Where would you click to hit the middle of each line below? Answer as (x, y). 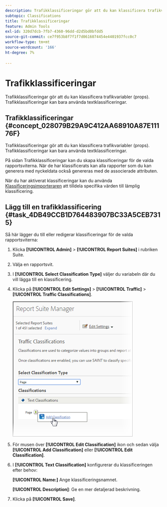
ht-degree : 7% (20, 52)
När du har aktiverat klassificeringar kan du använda (59, 181)
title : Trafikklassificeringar (38, 21)
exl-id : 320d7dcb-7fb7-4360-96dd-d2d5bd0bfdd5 (54, 32)
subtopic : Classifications (33, 16)
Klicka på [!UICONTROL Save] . (44, 499)
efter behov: (25, 470)
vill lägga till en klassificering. (42, 280)
